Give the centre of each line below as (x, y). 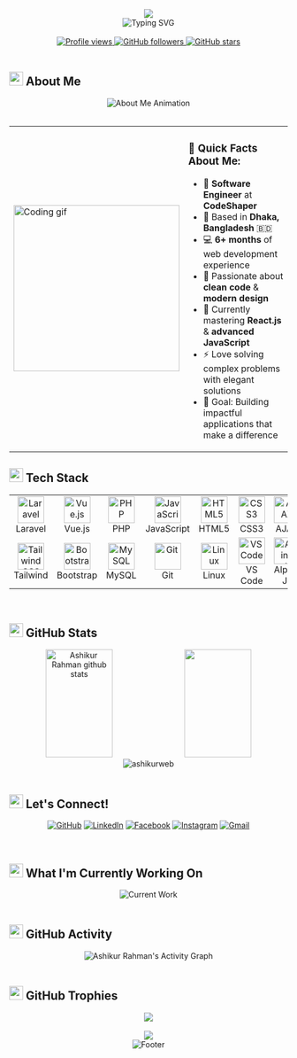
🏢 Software (227, 183)
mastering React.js (242, 320)
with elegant (228, 379)
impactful (223, 413)
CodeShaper (230, 206)
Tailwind (31, 575)
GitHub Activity (69, 934)
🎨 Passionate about (243, 276)
